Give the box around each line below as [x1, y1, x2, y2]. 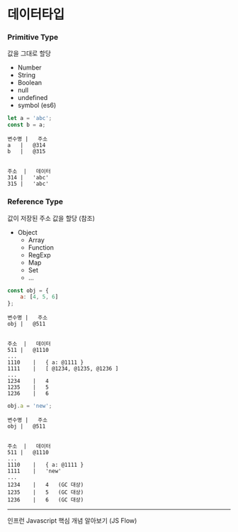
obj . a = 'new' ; [7, 402, 52, 410]
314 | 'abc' [7, 174, 50, 182]
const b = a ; [7, 121, 46, 128]
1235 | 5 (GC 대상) [7, 489, 84, 497]
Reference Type [7, 196, 64, 206]
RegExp [28, 250, 51, 259]
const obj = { [7, 287, 50, 294]
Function [28, 243, 55, 252]
